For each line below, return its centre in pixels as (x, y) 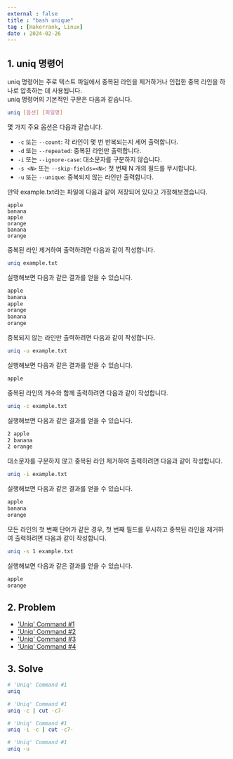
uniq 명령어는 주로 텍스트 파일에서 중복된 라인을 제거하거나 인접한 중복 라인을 (113, 82)
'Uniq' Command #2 (46, 632)
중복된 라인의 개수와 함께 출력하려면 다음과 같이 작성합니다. (88, 392)
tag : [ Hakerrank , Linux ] (45, 27)
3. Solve (25, 669)
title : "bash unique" (40, 20)
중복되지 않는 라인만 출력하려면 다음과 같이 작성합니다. (81, 338)
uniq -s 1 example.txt (40, 551)
